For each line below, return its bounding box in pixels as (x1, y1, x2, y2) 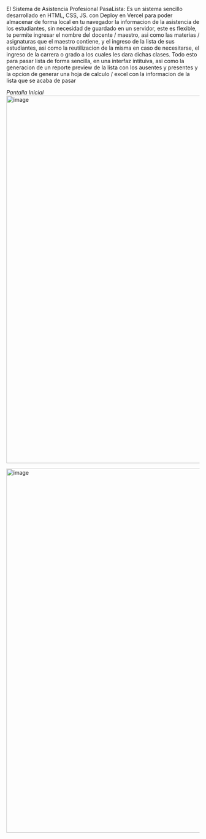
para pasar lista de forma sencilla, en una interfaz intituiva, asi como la (6, 58, 185, 64)
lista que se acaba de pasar (6, 77, 77, 84)
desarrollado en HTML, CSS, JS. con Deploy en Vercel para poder (6, 12, 173, 19)
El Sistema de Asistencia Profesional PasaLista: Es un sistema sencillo (6, 6, 183, 12)
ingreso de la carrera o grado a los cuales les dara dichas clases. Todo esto (6, 51, 197, 58)
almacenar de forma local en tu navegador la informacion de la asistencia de (6, 18, 200, 25)
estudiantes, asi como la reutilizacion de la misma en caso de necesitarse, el (6, 44, 200, 52)
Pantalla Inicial (6, 89, 44, 96)
